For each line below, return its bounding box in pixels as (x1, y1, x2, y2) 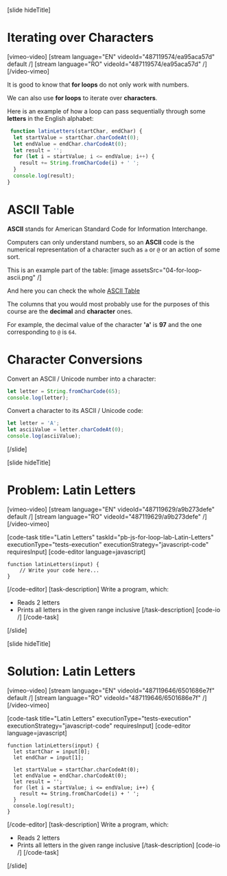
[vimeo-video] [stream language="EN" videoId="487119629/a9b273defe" (7, 505, 215, 513)
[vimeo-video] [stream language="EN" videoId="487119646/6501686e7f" (7, 686, 215, 695)
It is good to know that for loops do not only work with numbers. (7, 80, 189, 89)
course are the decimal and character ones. (7, 307, 133, 315)
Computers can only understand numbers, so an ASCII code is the (7, 238, 195, 246)
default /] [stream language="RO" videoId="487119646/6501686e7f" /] (7, 693, 207, 701)
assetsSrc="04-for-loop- (131, 266, 202, 274)
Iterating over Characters (7, 30, 154, 45)
